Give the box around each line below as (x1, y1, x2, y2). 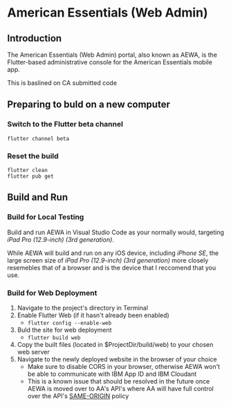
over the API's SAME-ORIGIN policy (27, 392, 129, 400)
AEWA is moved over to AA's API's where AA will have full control (27, 384, 214, 392)
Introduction (7, 32, 62, 44)
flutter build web (27, 334, 81, 341)
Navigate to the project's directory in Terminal (17, 303, 149, 312)
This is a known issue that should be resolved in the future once (27, 377, 210, 385)
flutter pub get (7, 173, 54, 180)
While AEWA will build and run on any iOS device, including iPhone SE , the (7, 249, 219, 257)
